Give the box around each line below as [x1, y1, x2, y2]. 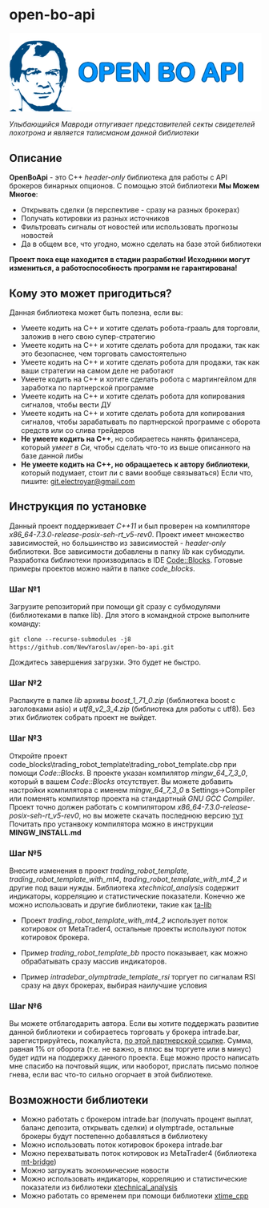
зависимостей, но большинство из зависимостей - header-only [9, 538, 227, 547]
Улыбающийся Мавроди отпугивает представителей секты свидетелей [9, 119, 255, 129]
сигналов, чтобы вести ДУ [20, 400, 111, 410]
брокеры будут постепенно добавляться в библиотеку [20, 1132, 208, 1141]
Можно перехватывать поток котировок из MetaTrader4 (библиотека [20, 1149, 257, 1158]
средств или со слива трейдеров [20, 426, 134, 435]
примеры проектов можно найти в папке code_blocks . [9, 564, 195, 573]
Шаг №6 [9, 1000, 42, 1012]
